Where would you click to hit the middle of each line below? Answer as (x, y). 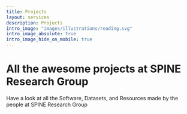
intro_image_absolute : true (41, 34)
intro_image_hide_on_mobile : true (49, 39)
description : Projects (34, 23)
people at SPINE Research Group (47, 104)
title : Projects (26, 12)
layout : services (28, 17)
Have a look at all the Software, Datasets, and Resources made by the (92, 98)
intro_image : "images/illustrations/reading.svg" (70, 28)
